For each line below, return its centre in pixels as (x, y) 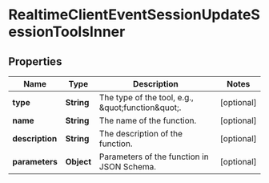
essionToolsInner (67, 32)
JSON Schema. (128, 167)
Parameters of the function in (154, 157)
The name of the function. (148, 120)
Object (78, 162)
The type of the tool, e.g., (146, 98)
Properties (35, 61)
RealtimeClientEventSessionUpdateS (134, 15)
